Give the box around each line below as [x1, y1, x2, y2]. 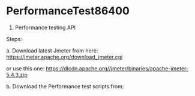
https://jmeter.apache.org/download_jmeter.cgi [6, 53, 123, 60]
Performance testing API [14, 24, 76, 31]
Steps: [6, 35, 22, 42]
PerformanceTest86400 [6, 4, 130, 18]
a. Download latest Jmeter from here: [6, 47, 98, 54]
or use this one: [6, 64, 45, 72]
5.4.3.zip [6, 71, 28, 78]
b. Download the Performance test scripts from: [6, 82, 124, 90]
